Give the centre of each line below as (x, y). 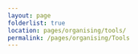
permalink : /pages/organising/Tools (69, 38)
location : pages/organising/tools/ (67, 30)
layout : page (29, 15)
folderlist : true (37, 23)
